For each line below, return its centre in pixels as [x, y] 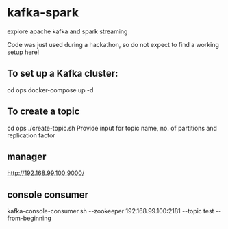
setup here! [23, 52]
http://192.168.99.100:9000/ [46, 173]
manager [27, 156]
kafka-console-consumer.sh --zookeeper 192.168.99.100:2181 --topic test [111, 211]
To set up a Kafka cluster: [63, 73]
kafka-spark [43, 13]
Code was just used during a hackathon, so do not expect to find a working [113, 44]
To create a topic [43, 112]
